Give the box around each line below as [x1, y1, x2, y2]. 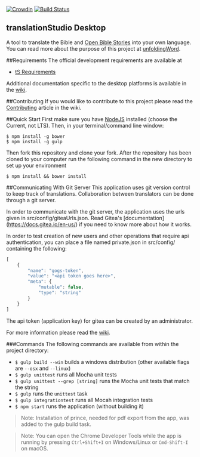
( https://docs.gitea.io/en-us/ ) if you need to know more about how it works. [6, 221, 192, 228]
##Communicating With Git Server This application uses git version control [6, 184, 190, 191]
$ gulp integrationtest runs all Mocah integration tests [14, 396, 153, 403]
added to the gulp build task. [20, 421, 91, 428]
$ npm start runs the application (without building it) [14, 403, 144, 410]
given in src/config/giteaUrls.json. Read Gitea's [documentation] [6, 214, 165, 221]
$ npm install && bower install [6, 173, 87, 179]
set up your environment [6, 162, 67, 169]
